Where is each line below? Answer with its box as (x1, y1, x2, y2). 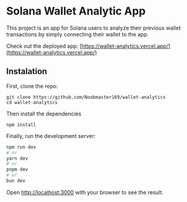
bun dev (6, 178, 26, 184)
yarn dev (6, 155, 28, 161)
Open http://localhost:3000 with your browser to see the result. (6, 189, 164, 196)
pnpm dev (6, 166, 28, 173)
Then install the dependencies (6, 110, 81, 117)
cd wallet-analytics (6, 99, 59, 105)
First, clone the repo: (6, 82, 59, 90)
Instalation (6, 67, 47, 77)
